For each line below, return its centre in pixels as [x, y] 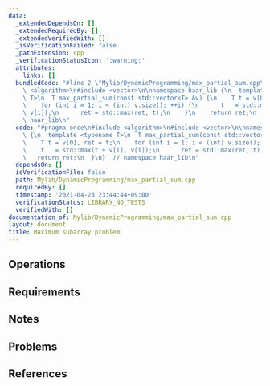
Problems [33, 346]
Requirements [44, 292]
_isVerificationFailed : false [66, 46]
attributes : [36, 68]
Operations [37, 264]
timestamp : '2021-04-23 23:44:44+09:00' [84, 195]
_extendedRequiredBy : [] [57, 30]
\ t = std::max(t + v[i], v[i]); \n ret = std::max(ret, [136, 150]
